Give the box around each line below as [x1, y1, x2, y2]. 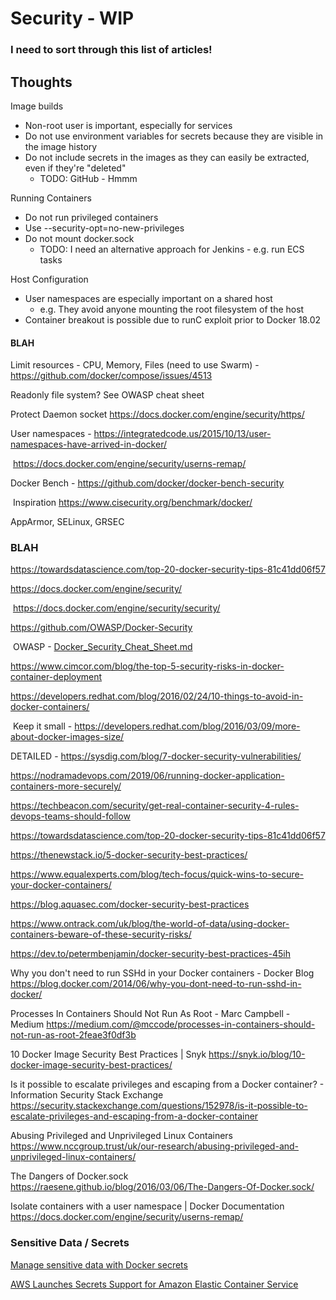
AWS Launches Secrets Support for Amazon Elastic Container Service [10, 1278, 299, 1290]
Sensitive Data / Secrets [10, 1236, 130, 1250]
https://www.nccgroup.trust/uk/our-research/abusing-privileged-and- [10, 1140, 300, 1152]
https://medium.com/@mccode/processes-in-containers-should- [46, 1018, 316, 1031]
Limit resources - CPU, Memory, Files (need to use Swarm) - [10, 359, 260, 371]
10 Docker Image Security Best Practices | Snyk [10, 1048, 207, 1061]
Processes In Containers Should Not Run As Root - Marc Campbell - [10, 1008, 291, 1020]
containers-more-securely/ [10, 780, 122, 792]
